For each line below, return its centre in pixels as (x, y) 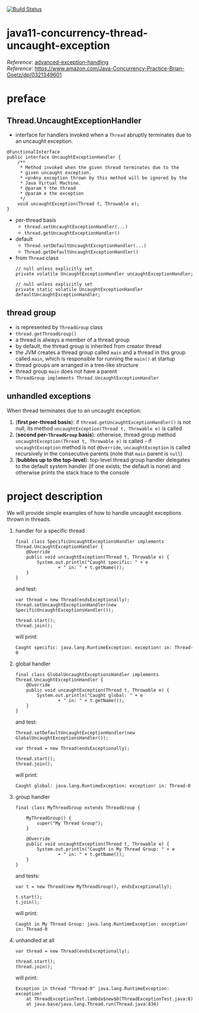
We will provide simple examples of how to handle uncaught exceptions (94, 512)
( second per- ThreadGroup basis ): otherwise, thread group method (96, 434)
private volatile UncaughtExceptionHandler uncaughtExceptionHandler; (104, 274)
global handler (33, 664)
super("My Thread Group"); (70, 823)
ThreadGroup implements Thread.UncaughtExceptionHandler (87, 378)
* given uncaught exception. (56, 173)
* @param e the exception (52, 193)
